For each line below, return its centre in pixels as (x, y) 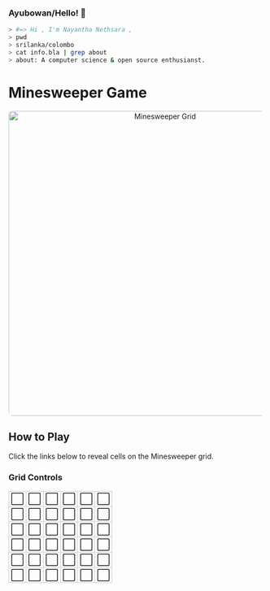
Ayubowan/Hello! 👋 (48, 13)
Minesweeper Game (78, 92)
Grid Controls (35, 477)
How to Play (39, 437)
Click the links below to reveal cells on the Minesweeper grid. (111, 456)
